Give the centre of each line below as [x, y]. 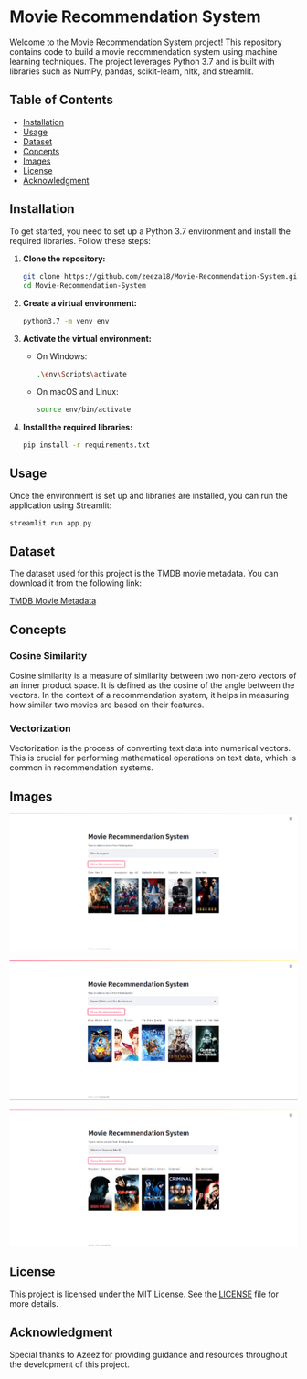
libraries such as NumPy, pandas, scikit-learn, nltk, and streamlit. [132, 71]
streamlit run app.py [51, 523]
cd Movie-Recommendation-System [84, 286]
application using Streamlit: [61, 505]
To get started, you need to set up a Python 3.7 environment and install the [150, 231]
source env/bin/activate [84, 410]
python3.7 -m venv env [66, 322]
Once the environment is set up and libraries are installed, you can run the [148, 495]
